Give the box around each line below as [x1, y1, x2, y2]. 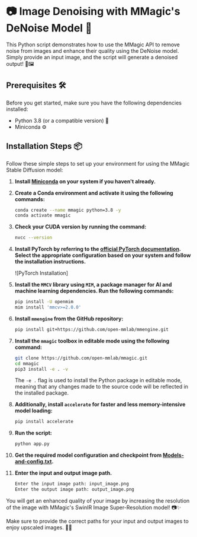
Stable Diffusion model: [6, 166, 63, 173]
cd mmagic [14, 360, 40, 367]
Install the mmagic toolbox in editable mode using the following [14, 337, 170, 344]
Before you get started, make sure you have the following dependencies [6, 99, 182, 106]
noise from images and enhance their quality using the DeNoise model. [6, 47, 179, 54]
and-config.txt [14, 458, 52, 465]
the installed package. [14, 389, 69, 396]
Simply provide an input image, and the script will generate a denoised [6, 53, 178, 61]
